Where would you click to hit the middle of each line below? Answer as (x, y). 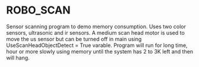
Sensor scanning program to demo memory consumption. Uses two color (96, 26)
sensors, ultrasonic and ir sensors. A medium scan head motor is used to (96, 32)
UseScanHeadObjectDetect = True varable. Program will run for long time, (97, 45)
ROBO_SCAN (38, 10)
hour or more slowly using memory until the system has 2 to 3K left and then (100, 51)
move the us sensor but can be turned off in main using (74, 39)
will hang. (18, 58)
